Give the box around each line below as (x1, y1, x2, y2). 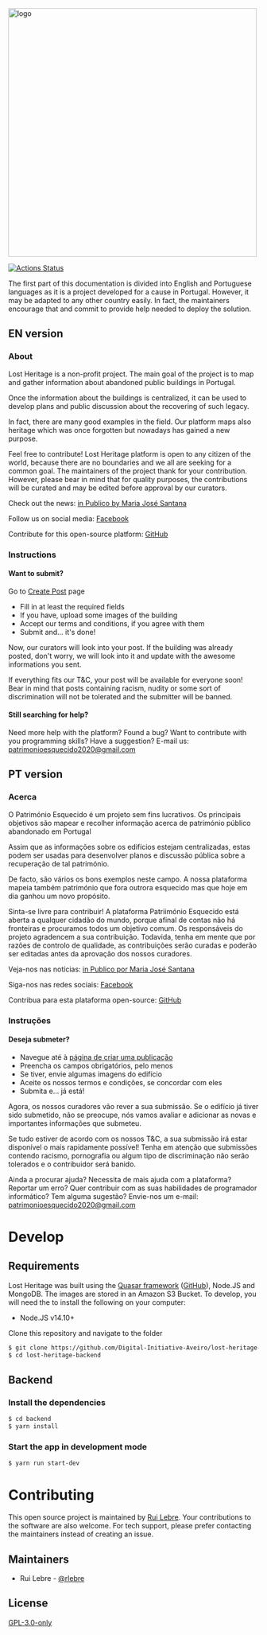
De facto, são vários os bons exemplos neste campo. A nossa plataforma (8, 874, 248, 884)
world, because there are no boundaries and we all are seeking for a (8, 457, 232, 467)
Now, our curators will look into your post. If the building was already (8, 642, 233, 652)
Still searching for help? (8, 710, 89, 719)
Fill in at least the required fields (19, 601, 125, 611)
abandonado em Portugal (8, 827, 91, 836)
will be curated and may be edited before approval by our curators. (8, 483, 228, 492)
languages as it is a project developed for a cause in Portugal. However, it (8, 287, 249, 297)
